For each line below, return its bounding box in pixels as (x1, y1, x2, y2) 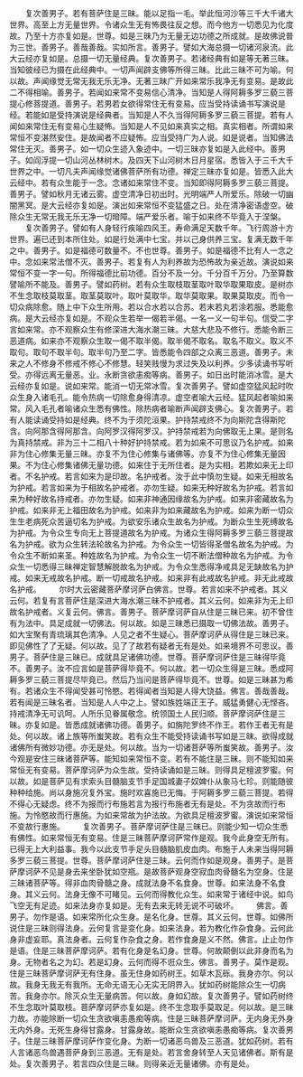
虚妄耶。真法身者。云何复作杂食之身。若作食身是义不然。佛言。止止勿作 (24, 934, 294, 944)
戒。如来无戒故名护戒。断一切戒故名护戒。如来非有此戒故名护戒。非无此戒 (9, 573, 286, 583)
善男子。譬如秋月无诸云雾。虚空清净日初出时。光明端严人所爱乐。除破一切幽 (9, 189, 294, 199)
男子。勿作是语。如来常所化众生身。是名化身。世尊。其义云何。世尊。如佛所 (9, 912, 294, 922)
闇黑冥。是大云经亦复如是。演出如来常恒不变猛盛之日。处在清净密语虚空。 (9, 200, 286, 211)
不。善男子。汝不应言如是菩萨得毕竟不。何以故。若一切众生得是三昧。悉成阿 (9, 663, 294, 673)
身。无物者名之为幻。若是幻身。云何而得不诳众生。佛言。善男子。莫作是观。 (9, 957, 294, 967)
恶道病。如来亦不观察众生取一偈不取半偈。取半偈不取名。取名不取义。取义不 (9, 335, 294, 346)
